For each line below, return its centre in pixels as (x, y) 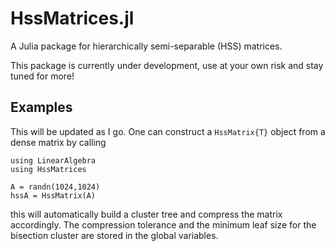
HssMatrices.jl (72, 18)
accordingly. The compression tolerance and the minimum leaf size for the (163, 224)
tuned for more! (42, 76)
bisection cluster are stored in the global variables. (114, 235)
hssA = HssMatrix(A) (53, 195)
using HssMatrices (48, 169)
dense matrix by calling (58, 142)
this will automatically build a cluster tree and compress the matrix (146, 214)
